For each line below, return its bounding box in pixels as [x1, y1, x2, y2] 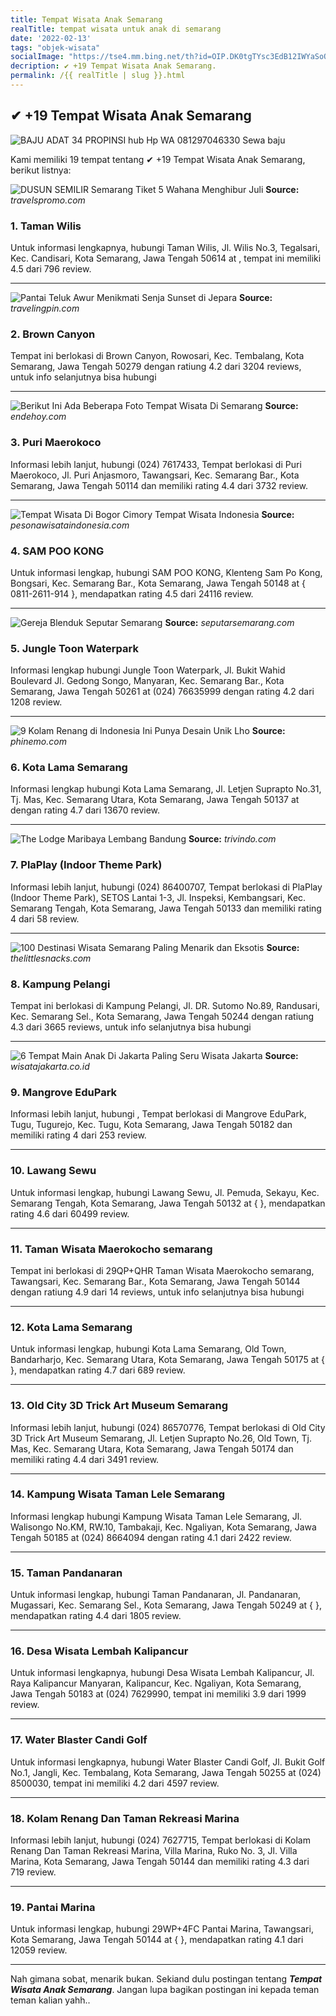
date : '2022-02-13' [10, 33, 92, 43]
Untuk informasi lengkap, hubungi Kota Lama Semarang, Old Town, [10, 1343, 287, 1355]
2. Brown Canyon [10, 327, 96, 341]
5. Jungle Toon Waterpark [10, 641, 139, 655]
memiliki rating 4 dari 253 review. [10, 1129, 147, 1141]
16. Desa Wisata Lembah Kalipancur [10, 1644, 189, 1658]
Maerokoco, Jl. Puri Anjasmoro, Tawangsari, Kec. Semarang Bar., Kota [10, 469, 300, 481]
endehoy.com [10, 411, 67, 423]
